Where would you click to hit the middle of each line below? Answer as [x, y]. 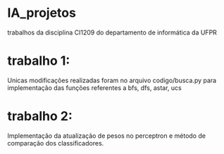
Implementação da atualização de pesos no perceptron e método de [107, 136]
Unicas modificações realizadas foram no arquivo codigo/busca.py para [112, 80]
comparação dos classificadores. [56, 143]
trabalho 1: [39, 61]
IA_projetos [42, 13]
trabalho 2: [40, 116]
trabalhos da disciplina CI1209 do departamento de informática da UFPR [112, 32]
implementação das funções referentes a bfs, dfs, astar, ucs [94, 88]
